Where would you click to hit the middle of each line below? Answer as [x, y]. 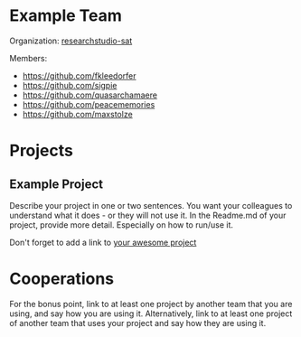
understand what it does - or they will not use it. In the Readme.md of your [148, 215]
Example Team [66, 16]
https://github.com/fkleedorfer [79, 75]
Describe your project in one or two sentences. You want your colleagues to [151, 205]
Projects [42, 151]
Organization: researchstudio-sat [71, 41]
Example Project [56, 184]
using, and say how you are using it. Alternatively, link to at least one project [151, 314]
